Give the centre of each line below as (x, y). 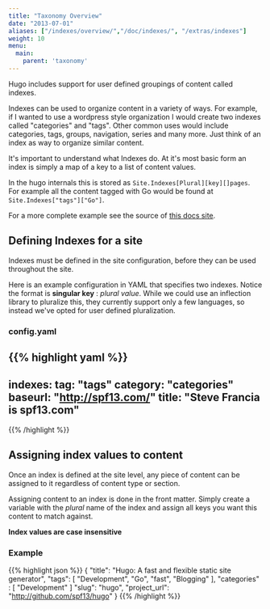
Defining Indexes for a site (76, 241)
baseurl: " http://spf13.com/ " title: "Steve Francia (134, 398)
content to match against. (51, 516)
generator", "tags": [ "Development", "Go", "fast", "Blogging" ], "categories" (134, 578)
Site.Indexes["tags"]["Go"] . (56, 200)
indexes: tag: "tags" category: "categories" (121, 385)
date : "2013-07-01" (41, 23)
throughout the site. (41, 269)
